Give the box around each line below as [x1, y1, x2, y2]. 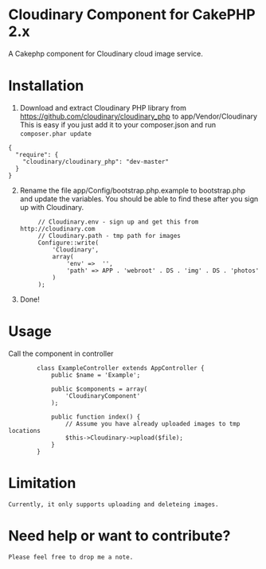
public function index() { [50, 412, 141, 421]
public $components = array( [50, 384, 148, 393]
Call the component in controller [8, 349, 114, 358]
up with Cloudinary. [19, 202, 84, 212]
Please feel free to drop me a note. [8, 553, 134, 561]
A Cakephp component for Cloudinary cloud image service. [8, 49, 203, 58]
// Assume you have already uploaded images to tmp [65, 419, 241, 427]
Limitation [8, 474, 76, 492]
